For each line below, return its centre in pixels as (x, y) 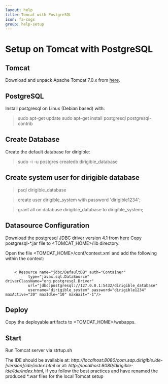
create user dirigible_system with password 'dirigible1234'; (79, 200)
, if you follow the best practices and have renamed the (100, 371)
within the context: (25, 258)
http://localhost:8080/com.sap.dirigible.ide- (117, 360)
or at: (62, 366)
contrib (25, 124)
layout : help (19, 10)
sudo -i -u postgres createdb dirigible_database (68, 162)
